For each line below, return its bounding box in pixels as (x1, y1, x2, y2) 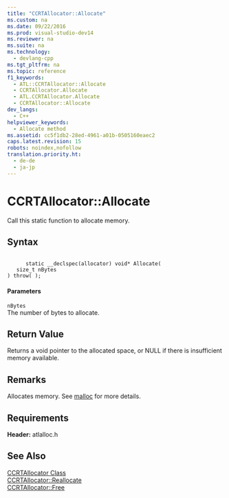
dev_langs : (7, 106, 39, 113)
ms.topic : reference (7, 68, 67, 74)
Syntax (7, 236, 39, 248)
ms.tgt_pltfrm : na (7, 61, 60, 68)
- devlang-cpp (13, 55, 54, 62)
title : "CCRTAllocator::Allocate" (7, 10, 107, 17)
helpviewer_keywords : (7, 118, 69, 126)
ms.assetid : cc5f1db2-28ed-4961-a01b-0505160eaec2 (7, 132, 155, 138)
